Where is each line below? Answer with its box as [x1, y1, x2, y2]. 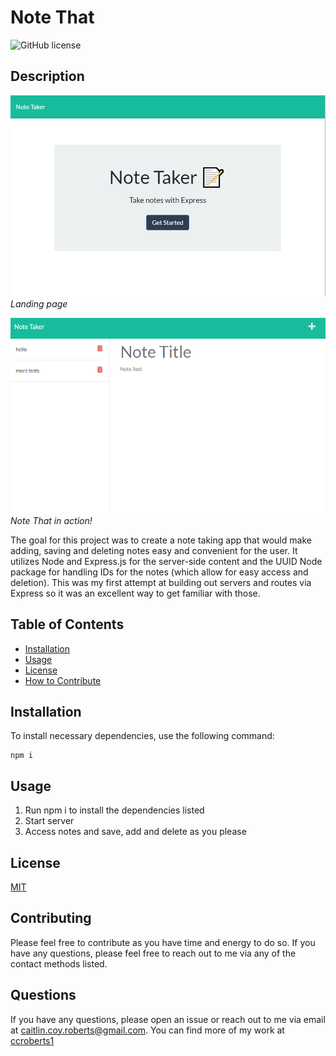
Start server [24, 815, 75, 827]
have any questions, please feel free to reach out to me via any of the [10, 947, 297, 959]
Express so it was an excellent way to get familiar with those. [10, 587, 261, 599]
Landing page [10, 298, 68, 310]
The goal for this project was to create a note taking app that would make [10, 534, 312, 546]
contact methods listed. [10, 957, 108, 970]
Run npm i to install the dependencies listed [24, 804, 205, 816]
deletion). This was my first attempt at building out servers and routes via [10, 576, 312, 588]
